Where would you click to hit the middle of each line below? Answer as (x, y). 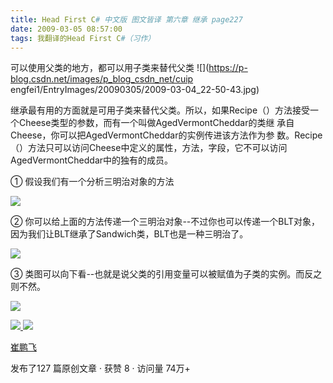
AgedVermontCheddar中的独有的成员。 (92, 160)
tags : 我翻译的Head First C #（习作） (83, 38)
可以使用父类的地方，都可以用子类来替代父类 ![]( (110, 68)
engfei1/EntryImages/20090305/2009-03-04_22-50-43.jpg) (135, 90)
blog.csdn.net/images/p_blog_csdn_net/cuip (102, 79)
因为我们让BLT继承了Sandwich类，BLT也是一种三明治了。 (129, 234)
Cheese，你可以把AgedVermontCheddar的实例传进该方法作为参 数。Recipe (166, 135)
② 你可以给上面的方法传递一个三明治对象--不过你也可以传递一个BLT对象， (165, 222)
